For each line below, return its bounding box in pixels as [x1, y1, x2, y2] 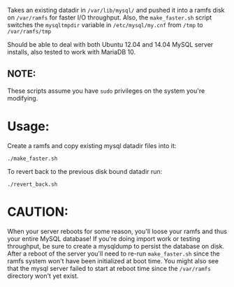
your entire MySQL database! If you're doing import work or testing [7, 234, 200, 243]
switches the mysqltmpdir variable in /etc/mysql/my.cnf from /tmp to [7, 21, 203, 29]
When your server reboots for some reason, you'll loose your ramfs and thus [7, 227, 228, 235]
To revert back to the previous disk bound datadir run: [7, 167, 163, 175]
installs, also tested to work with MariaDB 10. [7, 48, 136, 56]
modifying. [7, 94, 38, 102]
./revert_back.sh [7, 181, 58, 188]
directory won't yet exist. [7, 272, 79, 280]
